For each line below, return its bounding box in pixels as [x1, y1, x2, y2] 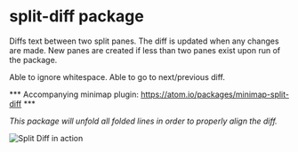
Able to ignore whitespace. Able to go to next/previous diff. [9, 71, 225, 82]
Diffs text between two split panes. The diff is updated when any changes [9, 36, 279, 46]
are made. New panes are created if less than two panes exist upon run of [9, 44, 281, 55]
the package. [9, 54, 58, 65]
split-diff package [9, 6, 144, 27]
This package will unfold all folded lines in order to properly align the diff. [9, 116, 278, 126]
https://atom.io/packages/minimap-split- [141, 89, 289, 100]
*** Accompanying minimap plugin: [9, 89, 140, 100]
